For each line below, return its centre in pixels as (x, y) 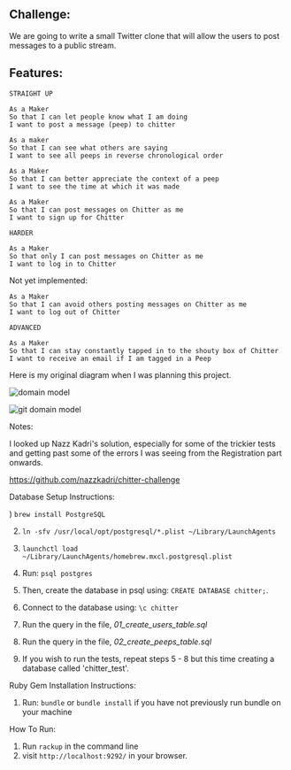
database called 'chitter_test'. (76, 668)
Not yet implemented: (49, 280)
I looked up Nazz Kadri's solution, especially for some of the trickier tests (142, 443)
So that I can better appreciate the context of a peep (114, 179)
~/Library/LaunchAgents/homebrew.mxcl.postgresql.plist (127, 557)
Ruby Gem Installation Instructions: (73, 685)
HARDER (21, 233)
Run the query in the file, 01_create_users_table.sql (115, 624)
